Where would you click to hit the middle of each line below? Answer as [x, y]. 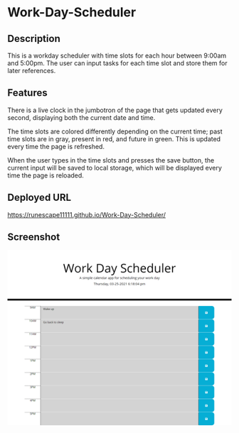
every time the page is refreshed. [56, 146]
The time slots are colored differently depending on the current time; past [115, 131]
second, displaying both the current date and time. [81, 117]
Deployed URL [39, 198]
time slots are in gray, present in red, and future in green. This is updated [114, 138]
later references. [32, 71]
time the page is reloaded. [46, 175]
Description [34, 39]
